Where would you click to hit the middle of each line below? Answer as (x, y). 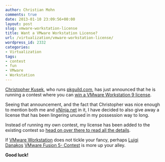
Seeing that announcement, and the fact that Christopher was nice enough (82, 104)
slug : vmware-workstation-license (42, 29)
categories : (18, 47)
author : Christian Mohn (30, 10)
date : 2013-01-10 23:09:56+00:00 (40, 19)
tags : (11, 56)
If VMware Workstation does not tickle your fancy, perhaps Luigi (72, 140)
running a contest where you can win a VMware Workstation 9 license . (78, 95)
